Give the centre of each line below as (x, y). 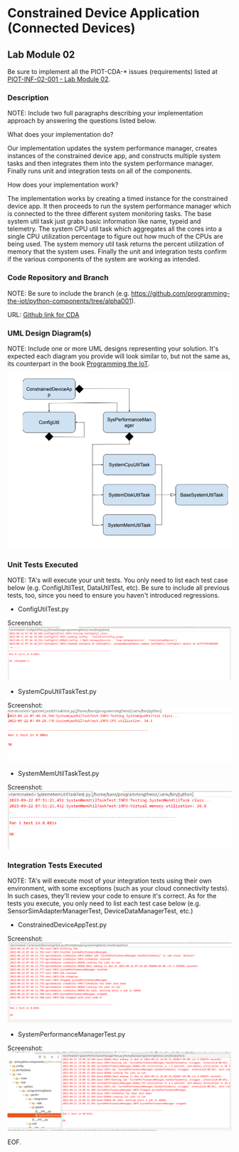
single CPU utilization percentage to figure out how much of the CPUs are (115, 237)
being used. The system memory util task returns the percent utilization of (116, 244)
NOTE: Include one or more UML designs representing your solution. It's (113, 348)
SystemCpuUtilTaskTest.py (57, 691)
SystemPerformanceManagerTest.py (71, 1034)
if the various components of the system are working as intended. (104, 259)
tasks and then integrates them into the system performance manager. (111, 164)
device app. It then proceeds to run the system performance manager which (119, 206)
